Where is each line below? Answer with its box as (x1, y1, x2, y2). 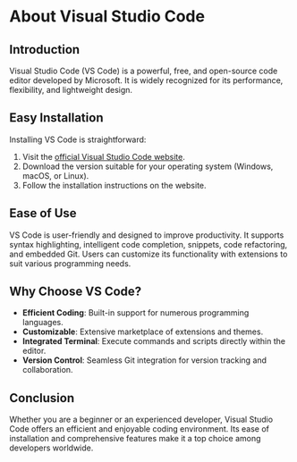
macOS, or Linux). (21, 170, 89, 181)
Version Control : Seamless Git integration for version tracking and (21, 355, 267, 365)
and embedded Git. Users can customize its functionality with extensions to (9, 248, 288, 259)
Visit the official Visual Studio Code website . (21, 151, 185, 162)
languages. (21, 317, 64, 328)
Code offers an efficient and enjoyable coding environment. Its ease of (9, 424, 270, 434)
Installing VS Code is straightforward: (9, 134, 147, 145)
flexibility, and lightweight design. (9, 85, 132, 95)
